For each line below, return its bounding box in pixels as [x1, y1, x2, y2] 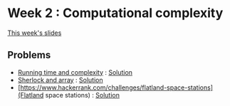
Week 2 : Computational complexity [7, 5, 224, 21]
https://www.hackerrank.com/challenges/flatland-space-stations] [20, 83, 214, 92]
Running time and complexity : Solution [17, 68, 133, 76]
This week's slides [7, 28, 62, 37]
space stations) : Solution [45, 90, 120, 99]
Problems [7, 49, 51, 61]
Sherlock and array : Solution [17, 75, 103, 84]
